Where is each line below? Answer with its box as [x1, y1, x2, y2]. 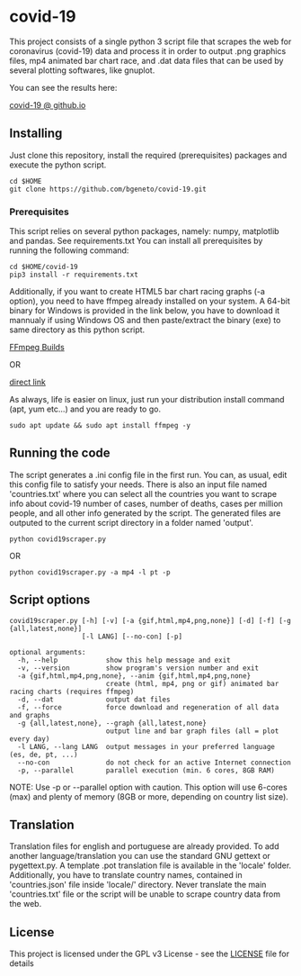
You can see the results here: [9, 82, 118, 93]
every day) [9, 734, 50, 744]
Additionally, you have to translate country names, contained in [9, 870, 243, 881]
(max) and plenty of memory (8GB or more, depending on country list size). [9, 791, 289, 802]
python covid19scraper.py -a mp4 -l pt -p [9, 567, 171, 577]
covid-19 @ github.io [9, 99, 86, 110]
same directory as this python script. [9, 324, 146, 335]
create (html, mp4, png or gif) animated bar [105, 679, 279, 688]
